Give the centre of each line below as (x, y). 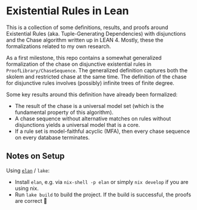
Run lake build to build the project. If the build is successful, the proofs (103, 195)
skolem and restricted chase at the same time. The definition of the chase (96, 77)
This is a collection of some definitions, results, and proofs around (87, 27)
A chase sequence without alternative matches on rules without (93, 118)
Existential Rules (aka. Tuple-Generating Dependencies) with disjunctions (96, 33)
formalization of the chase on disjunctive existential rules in (79, 64)
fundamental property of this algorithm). (64, 112)
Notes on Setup (35, 156)
